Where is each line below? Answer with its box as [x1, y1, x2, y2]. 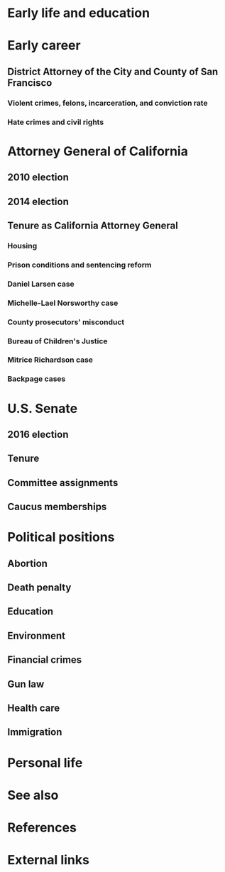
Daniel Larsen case [7, 279, 75, 289]
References [7, 819, 77, 835]
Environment [7, 629, 66, 641]
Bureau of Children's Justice [7, 336, 108, 346]
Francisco [7, 77, 53, 89]
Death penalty [7, 582, 72, 594]
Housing [7, 241, 38, 250]
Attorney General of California [7, 143, 188, 159]
